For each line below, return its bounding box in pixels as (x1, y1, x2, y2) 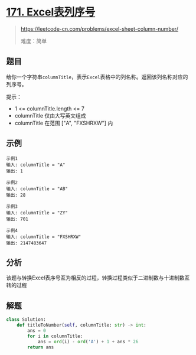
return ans (27, 344, 54, 350)
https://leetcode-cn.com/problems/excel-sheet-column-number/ (20, 25, 179, 32)
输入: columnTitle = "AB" (6, 185, 68, 192)
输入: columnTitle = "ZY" (6, 210, 68, 216)
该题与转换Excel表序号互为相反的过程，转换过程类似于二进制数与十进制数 (6, 274, 185, 281)
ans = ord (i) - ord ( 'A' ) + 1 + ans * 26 (37, 338, 139, 344)
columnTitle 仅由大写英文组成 (14, 112, 86, 119)
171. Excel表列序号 (6, 5, 96, 19)
